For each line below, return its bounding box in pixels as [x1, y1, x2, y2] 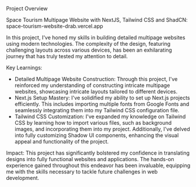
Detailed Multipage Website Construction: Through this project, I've [14, 76, 178, 82]
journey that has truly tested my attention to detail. [6, 53, 128, 59]
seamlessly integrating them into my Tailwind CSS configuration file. [14, 107, 180, 113]
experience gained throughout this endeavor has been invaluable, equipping [6, 162, 191, 169]
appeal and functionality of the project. [14, 138, 109, 145]
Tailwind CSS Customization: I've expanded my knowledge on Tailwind [14, 113, 186, 120]
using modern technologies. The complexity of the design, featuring [6, 41, 171, 47]
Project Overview [6, 5, 48, 12]
